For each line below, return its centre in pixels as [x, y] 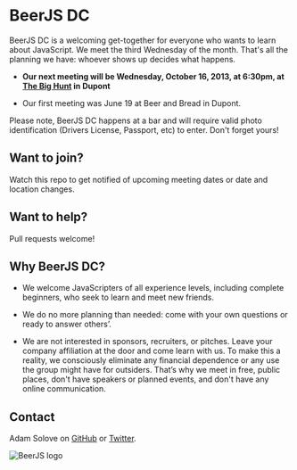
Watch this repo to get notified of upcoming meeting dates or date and [139, 179]
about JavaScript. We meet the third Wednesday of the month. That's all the [148, 49]
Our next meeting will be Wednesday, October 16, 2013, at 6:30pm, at [153, 76]
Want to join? [46, 158]
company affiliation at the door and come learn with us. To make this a [151, 351]
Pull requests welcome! [52, 238]
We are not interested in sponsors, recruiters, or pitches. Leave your [148, 342]
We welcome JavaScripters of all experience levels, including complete [153, 288]
